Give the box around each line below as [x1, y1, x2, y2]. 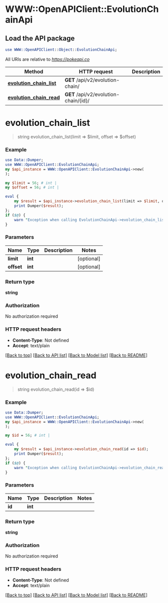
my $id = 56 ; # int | [5, 433, 50, 438]
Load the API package [5, 34, 75, 42]
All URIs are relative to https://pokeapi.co [5, 56, 90, 62]
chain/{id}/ [64, 97, 90, 104]
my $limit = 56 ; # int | [5, 180, 57, 185]
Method [24, 68, 43, 75]
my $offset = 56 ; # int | [5, 185, 59, 190]
